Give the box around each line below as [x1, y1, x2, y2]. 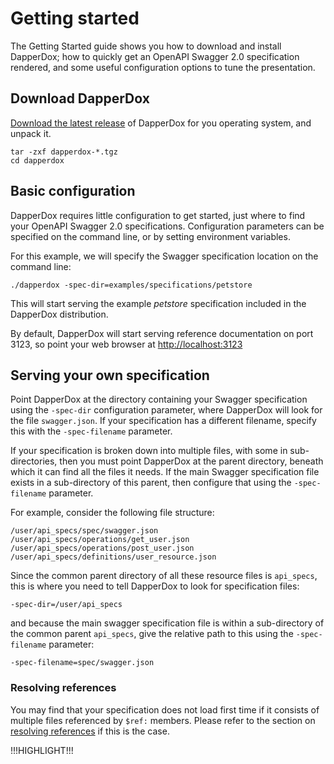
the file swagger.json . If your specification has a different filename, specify [10, 415, 317, 427]
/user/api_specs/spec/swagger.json [10, 526, 159, 536]
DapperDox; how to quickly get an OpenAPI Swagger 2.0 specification [10, 50, 300, 62]
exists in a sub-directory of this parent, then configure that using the [10, 477, 292, 489]
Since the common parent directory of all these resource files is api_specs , [10, 570, 318, 582]
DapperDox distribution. [10, 308, 109, 320]
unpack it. [10, 127, 52, 139]
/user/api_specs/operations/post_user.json [10, 543, 195, 554]
